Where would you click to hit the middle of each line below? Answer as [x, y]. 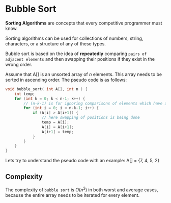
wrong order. [19, 64]
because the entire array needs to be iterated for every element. [73, 195]
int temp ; [25, 94]
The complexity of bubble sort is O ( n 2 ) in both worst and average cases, [82, 189]
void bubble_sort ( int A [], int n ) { [46, 89]
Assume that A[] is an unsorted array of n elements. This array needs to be [84, 74]
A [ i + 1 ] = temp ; [58, 132]
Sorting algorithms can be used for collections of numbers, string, [74, 38]
